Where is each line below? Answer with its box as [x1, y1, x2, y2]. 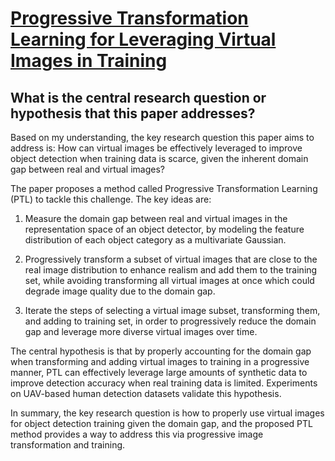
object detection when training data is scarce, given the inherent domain [10, 153, 309, 164]
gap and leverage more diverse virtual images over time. [24, 326, 258, 337]
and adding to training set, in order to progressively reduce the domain [24, 315, 317, 327]
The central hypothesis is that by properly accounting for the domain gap [10, 345, 312, 357]
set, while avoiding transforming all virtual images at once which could [24, 275, 315, 286]
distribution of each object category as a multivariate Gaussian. [24, 234, 287, 246]
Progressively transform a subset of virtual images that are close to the [24, 253, 318, 265]
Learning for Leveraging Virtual [10, 28, 277, 51]
